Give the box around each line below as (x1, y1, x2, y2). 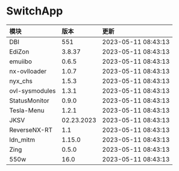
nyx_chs (9, 76, 33, 85)
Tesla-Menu (9, 106, 45, 114)
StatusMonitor (9, 96, 49, 105)
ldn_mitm (9, 135, 36, 144)
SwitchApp (6, 4, 63, 18)
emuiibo (9, 57, 32, 66)
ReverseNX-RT (9, 125, 53, 134)
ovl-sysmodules (9, 86, 56, 95)
